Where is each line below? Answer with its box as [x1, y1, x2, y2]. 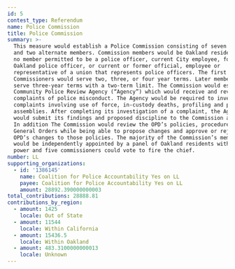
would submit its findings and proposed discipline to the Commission [13, 114, 224, 121]
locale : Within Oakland [20, 238, 90, 245]
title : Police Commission [7, 29, 83, 37]
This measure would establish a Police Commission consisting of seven [13, 43, 227, 50]
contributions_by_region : [7, 199, 83, 207]
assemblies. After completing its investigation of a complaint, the [13, 108, 220, 115]
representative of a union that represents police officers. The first [13, 69, 227, 76]
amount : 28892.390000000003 [20, 186, 101, 193]
